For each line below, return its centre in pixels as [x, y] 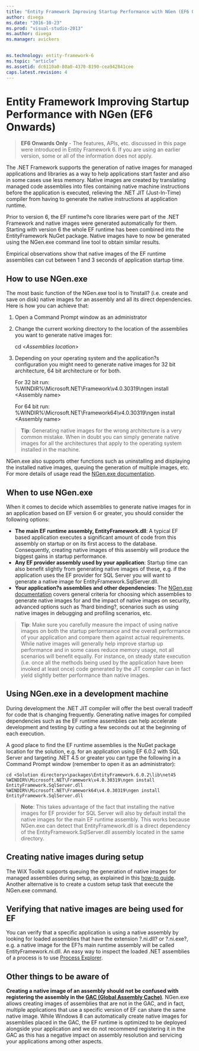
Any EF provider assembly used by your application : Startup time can [101, 562]
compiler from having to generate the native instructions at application [92, 199]
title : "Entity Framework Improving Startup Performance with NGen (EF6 [98, 12]
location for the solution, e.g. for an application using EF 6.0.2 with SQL [93, 751]
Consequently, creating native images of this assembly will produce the [102, 550]
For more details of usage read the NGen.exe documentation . [81, 474]
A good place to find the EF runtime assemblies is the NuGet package [91, 745]
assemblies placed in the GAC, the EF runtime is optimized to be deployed [96, 1022]
